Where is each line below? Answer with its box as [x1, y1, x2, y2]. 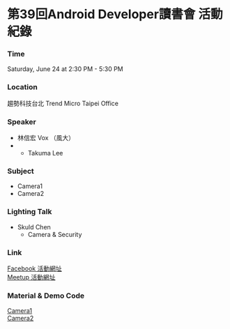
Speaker [7, 116, 36, 126]
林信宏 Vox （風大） [17, 134, 75, 142]
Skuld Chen [17, 222, 51, 231]
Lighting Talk [7, 207, 52, 217]
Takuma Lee [27, 149, 63, 158]
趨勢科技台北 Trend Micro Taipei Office [7, 99, 118, 107]
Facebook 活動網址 [7, 264, 62, 273]
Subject [7, 167, 35, 176]
